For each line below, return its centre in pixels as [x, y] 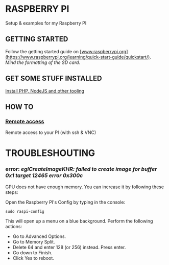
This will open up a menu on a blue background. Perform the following [79, 221]
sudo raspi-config [25, 211]
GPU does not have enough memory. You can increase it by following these [85, 187]
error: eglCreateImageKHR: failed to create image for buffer [81, 169]
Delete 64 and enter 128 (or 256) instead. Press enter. [69, 247]
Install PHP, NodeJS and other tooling [45, 91]
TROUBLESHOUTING [50, 153]
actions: [14, 226]
